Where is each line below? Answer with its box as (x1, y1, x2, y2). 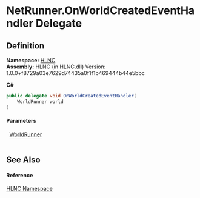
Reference (6, 171, 33, 179)
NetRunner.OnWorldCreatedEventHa (6, 4, 195, 18)
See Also (6, 155, 41, 165)
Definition (6, 41, 44, 51)
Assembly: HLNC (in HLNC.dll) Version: (6, 63, 106, 70)
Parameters (6, 117, 36, 125)
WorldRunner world (17, 98, 64, 105)
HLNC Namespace (6, 185, 53, 193)
